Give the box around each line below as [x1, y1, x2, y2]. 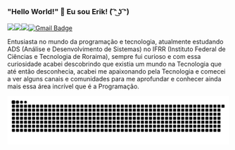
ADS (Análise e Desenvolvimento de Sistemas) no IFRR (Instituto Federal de [7, 45, 227, 53]
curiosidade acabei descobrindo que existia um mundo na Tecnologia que [7, 60, 222, 69]
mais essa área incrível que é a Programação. [7, 82, 139, 90]
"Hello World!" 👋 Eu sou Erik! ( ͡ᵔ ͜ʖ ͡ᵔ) [7, 6, 130, 16]
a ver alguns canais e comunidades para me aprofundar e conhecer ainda [7, 75, 222, 83]
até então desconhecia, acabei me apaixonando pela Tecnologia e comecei [7, 67, 226, 76]
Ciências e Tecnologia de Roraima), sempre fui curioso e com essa [7, 53, 201, 61]
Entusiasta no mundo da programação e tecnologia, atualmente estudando [7, 38, 224, 46]
